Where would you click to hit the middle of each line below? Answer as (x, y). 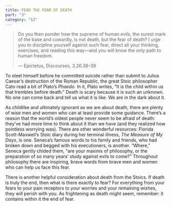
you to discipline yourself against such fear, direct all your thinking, (89, 45)
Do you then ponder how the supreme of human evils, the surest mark (92, 34)
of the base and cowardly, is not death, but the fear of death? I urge (89, 39)
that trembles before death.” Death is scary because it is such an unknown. (84, 92)
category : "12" (22, 19)
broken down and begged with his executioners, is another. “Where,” (78, 146)
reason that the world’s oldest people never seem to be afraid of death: (80, 118)
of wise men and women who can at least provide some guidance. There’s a (85, 113)
